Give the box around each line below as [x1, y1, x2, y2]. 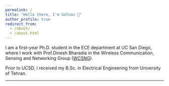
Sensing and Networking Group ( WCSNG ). [5, 55, 93, 61]
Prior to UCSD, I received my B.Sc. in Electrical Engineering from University [5, 65, 161, 71]
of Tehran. [5, 70, 27, 76]
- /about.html [10, 31, 39, 36]
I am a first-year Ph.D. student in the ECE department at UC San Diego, [5, 45, 152, 50]
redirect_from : [5, 21, 37, 27]
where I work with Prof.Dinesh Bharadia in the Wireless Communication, [5, 50, 154, 56]
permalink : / [5, 7, 33, 13]
